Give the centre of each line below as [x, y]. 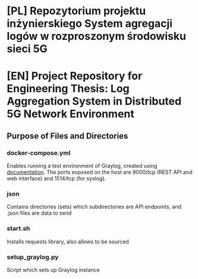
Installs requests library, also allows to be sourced [68, 242]
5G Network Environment [70, 114]
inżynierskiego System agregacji [90, 23]
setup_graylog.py [33, 257]
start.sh [18, 228]
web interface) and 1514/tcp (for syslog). [56, 178]
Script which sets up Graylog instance [53, 269]
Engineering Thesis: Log [68, 89]
